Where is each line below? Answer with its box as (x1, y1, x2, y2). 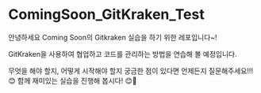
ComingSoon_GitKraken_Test (8, 6, 205, 24)
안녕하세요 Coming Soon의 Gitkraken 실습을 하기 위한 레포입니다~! (8, 32, 217, 42)
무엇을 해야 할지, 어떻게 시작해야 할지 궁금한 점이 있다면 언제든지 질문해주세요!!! (8, 65, 254, 76)
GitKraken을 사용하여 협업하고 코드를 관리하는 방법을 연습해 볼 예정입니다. (8, 49, 237, 58)
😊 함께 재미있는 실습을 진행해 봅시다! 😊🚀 (8, 76, 137, 85)
